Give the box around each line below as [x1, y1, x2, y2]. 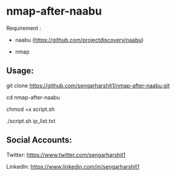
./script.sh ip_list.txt [6, 117, 56, 124]
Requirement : [6, 24, 41, 32]
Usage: [6, 66, 35, 76]
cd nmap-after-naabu [6, 93, 61, 101]
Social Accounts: [6, 135, 72, 146]
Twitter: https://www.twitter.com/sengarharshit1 [6, 151, 126, 158]
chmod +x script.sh [6, 105, 55, 113]
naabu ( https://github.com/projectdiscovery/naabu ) [15, 36, 144, 43]
